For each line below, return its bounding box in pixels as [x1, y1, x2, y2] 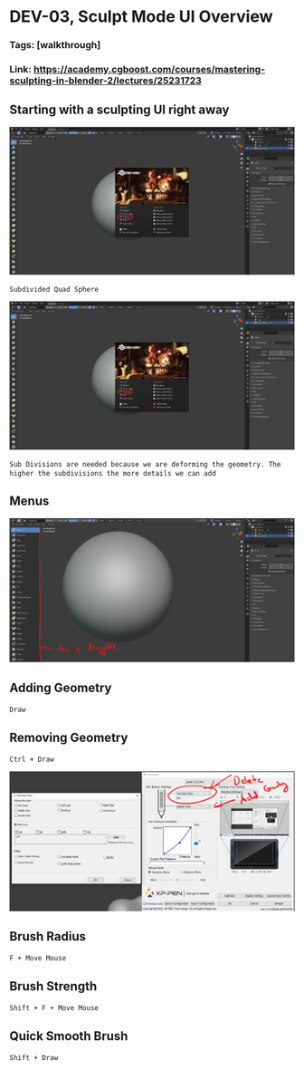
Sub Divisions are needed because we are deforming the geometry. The [9, 460, 281, 469]
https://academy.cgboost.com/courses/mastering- [33, 63, 265, 76]
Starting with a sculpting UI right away [9, 102, 230, 118]
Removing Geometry [9, 729, 128, 745]
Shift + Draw [9, 1053, 59, 1062]
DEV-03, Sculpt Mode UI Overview [9, 6, 273, 27]
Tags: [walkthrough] [9, 39, 101, 52]
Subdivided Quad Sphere [9, 285, 100, 294]
